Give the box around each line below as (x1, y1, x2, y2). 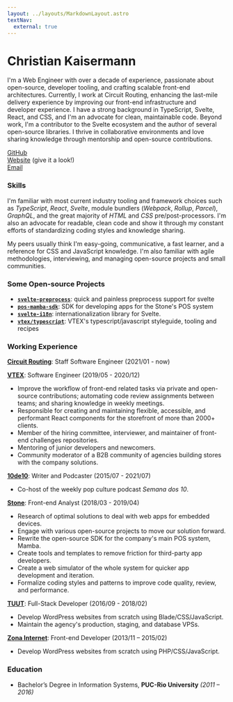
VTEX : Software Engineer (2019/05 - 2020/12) (7, 371, 140, 379)
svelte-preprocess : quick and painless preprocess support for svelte (17, 295, 215, 303)
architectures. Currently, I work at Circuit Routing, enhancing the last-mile (7, 91, 218, 99)
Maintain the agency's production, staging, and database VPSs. (17, 620, 200, 629)
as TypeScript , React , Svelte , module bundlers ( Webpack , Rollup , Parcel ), (7, 204, 218, 212)
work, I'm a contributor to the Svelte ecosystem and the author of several (7, 120, 217, 129)
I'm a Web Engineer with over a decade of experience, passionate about (7, 76, 214, 84)
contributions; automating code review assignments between (38, 392, 214, 400)
